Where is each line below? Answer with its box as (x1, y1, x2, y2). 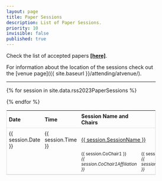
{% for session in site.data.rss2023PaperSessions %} (6, 87, 137, 94)
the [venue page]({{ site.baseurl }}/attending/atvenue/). (6, 70, 142, 77)
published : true (6, 36, 47, 42)
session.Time (44, 136, 77, 143)
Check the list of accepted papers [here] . (6, 52, 108, 59)
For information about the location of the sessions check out (6, 64, 153, 71)
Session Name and (81, 113, 129, 120)
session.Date (9, 136, 41, 143)
